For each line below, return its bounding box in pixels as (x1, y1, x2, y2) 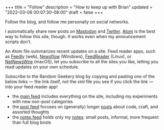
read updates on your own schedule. (5, 64, 79, 70)
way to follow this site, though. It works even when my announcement (5, 34, 146, 39)
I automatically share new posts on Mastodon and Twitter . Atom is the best (5, 28, 156, 34)
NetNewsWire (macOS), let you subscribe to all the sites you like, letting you (5, 59, 159, 64)
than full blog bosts (12, 120, 51, 125)
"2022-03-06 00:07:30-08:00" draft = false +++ (5, 9, 103, 15)
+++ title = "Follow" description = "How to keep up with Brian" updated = (5, 4, 153, 10)
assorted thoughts (12, 109, 49, 115)
